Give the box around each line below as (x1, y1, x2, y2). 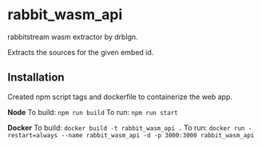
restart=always (7, 131, 58, 139)
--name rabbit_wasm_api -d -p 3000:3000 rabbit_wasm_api (61, 131, 255, 139)
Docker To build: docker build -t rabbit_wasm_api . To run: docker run (7, 122, 245, 133)
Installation (7, 70, 65, 85)
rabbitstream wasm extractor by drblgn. (7, 32, 138, 42)
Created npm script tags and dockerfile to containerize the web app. (7, 92, 233, 101)
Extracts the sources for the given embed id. (7, 47, 154, 57)
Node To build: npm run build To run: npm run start (7, 107, 178, 117)
